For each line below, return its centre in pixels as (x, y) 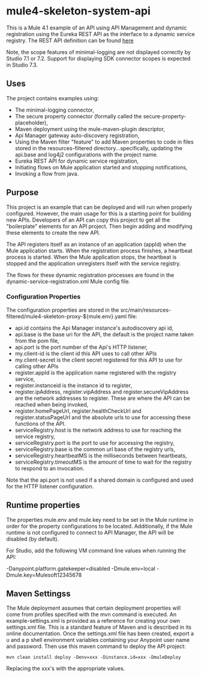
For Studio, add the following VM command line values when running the (96, 550)
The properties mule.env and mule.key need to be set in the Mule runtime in (100, 519)
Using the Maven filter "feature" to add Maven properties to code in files (104, 142)
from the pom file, (37, 341)
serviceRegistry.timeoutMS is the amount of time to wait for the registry (103, 462)
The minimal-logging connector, (54, 110)
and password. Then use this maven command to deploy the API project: (96, 646)
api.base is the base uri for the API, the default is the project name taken (104, 334)
